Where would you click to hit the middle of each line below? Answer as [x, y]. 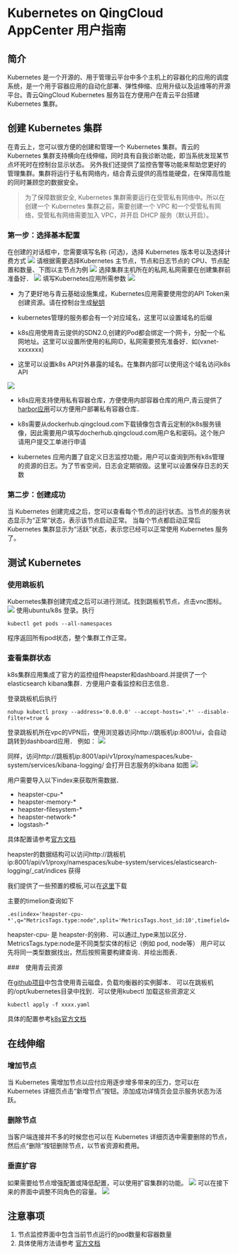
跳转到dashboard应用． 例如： [52, 741]
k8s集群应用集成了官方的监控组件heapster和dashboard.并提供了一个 [107, 675]
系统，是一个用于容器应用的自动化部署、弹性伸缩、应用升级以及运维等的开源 [119, 86]
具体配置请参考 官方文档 [41, 840]
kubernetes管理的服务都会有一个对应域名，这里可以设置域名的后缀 [115, 318]
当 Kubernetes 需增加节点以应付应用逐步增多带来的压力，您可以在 [103, 1082]
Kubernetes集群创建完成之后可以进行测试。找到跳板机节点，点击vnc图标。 [117, 602]
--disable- [214, 712]
